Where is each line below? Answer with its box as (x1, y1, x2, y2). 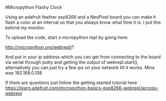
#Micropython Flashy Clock (5, 5, 62, 10)
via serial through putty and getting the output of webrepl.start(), (5, 59, 139, 65)
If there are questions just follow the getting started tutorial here (5, 80, 137, 85)
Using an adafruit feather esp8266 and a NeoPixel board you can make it (5, 14, 156, 20)
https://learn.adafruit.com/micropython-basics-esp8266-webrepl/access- (5, 85, 159, 91)
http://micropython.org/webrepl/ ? (5, 44, 74, 50)
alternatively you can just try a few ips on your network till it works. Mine (5, 65, 155, 70)
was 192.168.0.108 (5, 70, 43, 76)
